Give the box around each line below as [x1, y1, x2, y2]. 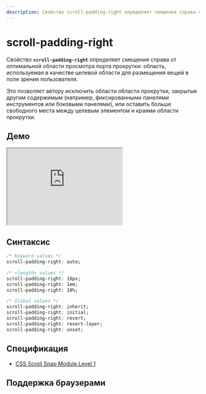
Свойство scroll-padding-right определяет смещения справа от [6, 56, 177, 63]
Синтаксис [6, 237, 50, 247]
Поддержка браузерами [6, 377, 106, 388]
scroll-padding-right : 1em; [6, 281, 78, 287]
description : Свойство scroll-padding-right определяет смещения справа [6, 9, 196, 15]
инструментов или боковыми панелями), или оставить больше [6, 100, 172, 107]
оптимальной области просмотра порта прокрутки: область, [6, 62, 167, 69]
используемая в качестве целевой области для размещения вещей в [6, 69, 189, 76]
